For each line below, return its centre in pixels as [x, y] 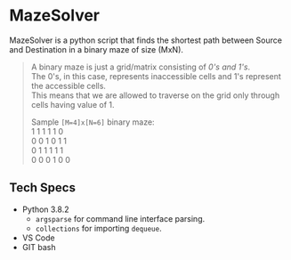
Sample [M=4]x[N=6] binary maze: [93, 122]
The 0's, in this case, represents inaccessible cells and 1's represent [156, 76]
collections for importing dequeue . [98, 228]
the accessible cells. [69, 85]
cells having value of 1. [73, 104]
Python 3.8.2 [45, 209]
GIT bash [39, 247]
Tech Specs [42, 188]
